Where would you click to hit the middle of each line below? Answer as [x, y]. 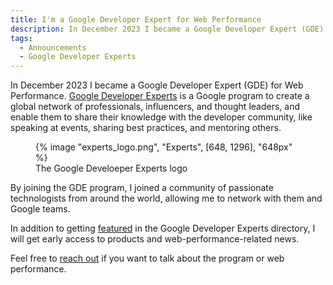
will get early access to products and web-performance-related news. [155, 239]
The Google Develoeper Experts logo [111, 168]
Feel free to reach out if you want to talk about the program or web [147, 258]
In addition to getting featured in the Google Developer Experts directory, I [163, 228]
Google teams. [40, 209]
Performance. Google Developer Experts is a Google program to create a [160, 96]
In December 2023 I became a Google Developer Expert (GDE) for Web [157, 85]
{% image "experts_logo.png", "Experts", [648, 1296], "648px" [164, 147]
